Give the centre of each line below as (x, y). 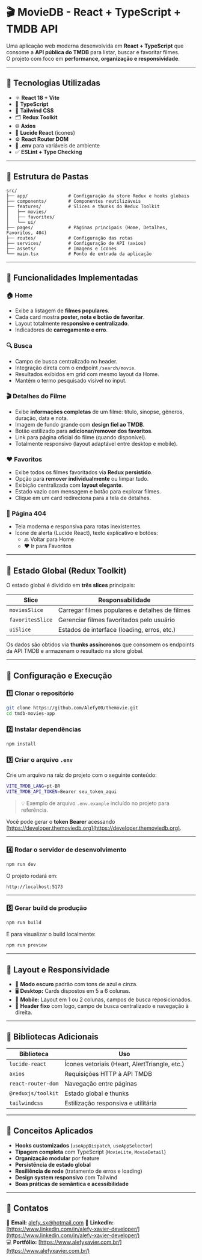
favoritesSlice (31, 620)
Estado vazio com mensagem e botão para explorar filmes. (88, 492)
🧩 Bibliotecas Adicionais (53, 1037)
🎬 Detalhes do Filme (36, 397)
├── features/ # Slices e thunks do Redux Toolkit (83, 206)
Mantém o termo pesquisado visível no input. (71, 380)
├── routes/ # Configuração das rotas (70, 238)
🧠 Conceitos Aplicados (50, 1131)
